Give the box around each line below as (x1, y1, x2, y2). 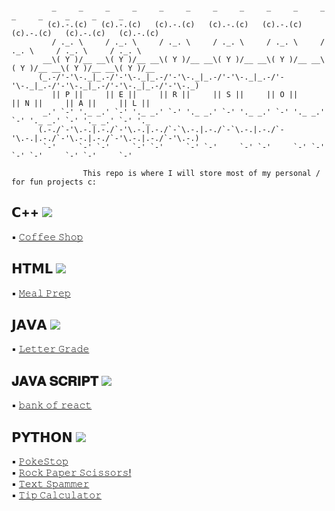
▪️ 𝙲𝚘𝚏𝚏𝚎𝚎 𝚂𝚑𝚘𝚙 (11, 230, 84, 243)
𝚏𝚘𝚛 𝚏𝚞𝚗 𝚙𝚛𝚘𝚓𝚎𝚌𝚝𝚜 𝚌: (11, 177, 98, 187)
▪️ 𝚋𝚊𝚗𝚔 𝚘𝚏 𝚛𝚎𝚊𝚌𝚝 (11, 399, 93, 411)
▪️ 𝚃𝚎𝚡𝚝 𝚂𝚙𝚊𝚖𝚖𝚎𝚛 (11, 478, 90, 490)
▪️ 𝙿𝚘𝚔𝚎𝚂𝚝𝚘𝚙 (11, 455, 69, 468)
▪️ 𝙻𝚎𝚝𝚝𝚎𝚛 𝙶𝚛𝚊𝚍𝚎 (11, 343, 90, 355)
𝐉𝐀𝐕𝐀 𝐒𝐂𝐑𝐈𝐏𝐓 (11, 372, 99, 389)
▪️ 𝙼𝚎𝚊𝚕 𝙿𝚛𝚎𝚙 (11, 287, 71, 299)
